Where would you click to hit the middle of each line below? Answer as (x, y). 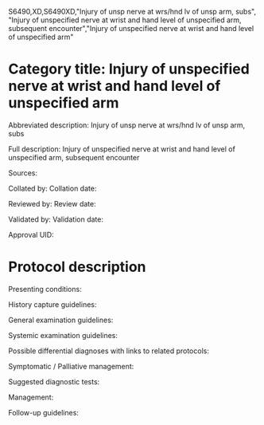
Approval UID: (31, 234)
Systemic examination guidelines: (63, 335)
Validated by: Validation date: (56, 219)
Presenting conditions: (45, 289)
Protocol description (77, 267)
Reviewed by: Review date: (52, 203)
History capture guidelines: (52, 304)
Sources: (23, 173)
